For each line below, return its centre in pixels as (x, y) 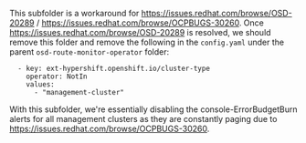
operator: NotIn (57, 77)
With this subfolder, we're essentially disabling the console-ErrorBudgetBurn (153, 109)
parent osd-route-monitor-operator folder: (90, 52)
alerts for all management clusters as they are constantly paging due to (143, 119)
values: (40, 85)
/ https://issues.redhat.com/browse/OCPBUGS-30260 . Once (150, 23)
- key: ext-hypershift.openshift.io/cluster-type (114, 68)
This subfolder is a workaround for (74, 13)
